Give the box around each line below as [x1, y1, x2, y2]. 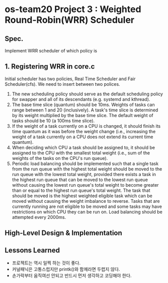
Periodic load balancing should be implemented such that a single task [12, 160, 159, 166]
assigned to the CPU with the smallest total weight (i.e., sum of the [12, 150, 150, 156]
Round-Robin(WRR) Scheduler [5, 14, 134, 26]
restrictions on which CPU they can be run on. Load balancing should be [12, 208, 163, 215]
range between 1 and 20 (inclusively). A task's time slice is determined [12, 107, 158, 113]
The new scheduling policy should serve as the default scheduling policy [12, 91, 163, 97]
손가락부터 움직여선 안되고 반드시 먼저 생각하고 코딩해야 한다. [12, 272, 132, 278]
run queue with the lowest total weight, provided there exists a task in [12, 171, 156, 177]
